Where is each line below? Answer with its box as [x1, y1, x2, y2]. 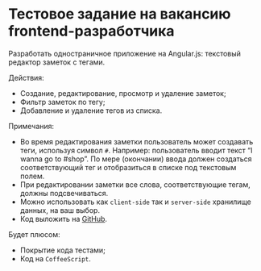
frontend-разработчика [8, 22, 175, 40]
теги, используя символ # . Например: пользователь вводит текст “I [19, 145, 253, 155]
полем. [19, 171, 45, 181]
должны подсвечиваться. [19, 188, 109, 198]
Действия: [8, 73, 44, 82]
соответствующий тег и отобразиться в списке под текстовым [19, 162, 237, 172]
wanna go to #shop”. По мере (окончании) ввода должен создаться [19, 154, 252, 164]
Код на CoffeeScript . [19, 253, 91, 263]
